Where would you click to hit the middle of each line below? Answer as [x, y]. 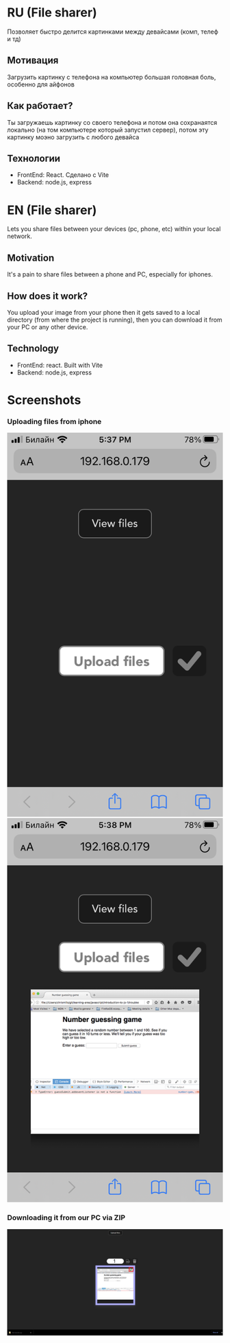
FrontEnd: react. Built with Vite [60, 365]
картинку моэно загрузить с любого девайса [73, 137]
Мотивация [33, 61]
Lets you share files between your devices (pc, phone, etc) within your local [114, 229]
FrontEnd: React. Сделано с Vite [63, 175]
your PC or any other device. [48, 326]
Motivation [31, 258]
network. [20, 236]
